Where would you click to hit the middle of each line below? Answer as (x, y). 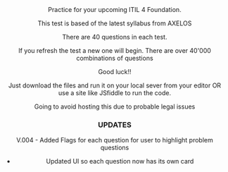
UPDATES (115, 125)
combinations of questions (115, 58)
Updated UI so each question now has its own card (120, 161)
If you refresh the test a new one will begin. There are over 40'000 (115, 50)
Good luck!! (115, 72)
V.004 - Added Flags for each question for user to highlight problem (115, 140)
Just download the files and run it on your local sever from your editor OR (115, 85)
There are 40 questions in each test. (115, 37)
